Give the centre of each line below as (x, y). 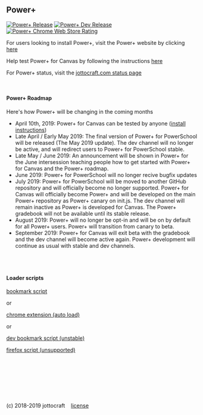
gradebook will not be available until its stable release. (82, 214)
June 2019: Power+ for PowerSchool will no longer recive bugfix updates (106, 175)
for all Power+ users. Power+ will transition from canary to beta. (95, 227)
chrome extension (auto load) (43, 315)
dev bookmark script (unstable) (45, 338)
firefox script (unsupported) (41, 350)
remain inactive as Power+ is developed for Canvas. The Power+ (96, 207)
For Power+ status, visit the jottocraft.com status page (74, 73)
